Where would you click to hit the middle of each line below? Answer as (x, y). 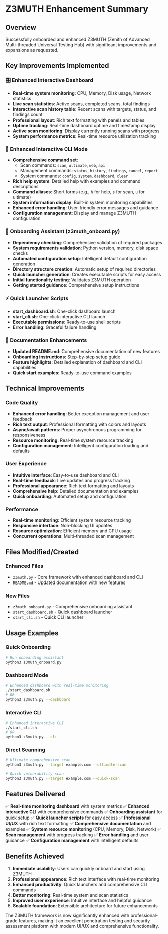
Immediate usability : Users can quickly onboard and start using (79, 868)
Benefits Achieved (35, 856)
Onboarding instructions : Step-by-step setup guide (66, 357)
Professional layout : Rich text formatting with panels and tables (78, 120)
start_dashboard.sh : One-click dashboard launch (64, 311)
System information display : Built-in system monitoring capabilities (82, 202)
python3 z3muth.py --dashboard (38, 699)
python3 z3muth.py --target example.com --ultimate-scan (66, 765)
